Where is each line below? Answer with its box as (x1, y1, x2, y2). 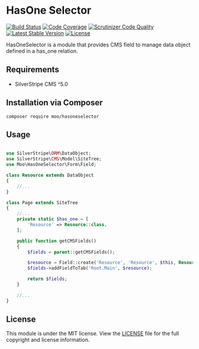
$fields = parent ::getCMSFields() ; (27, 249, 115, 255)
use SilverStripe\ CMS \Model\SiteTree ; (6, 156, 102, 162)
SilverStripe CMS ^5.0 (14, 80, 68, 87)
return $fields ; (27, 276, 68, 282)
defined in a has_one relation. (6, 47, 78, 54)
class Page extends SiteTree (6, 200, 78, 206)
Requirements (6, 65, 59, 75)
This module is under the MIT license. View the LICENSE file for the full (6, 330, 179, 337)
